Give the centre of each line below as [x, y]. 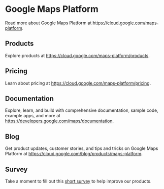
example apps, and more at [33, 116]
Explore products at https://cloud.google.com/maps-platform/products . [78, 55]
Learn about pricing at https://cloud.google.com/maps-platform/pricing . [78, 83]
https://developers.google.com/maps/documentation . [60, 121]
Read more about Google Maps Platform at [49, 23]
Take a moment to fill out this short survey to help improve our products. [78, 181]
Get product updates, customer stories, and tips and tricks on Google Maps [82, 148]
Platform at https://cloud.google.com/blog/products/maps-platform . [74, 154]
